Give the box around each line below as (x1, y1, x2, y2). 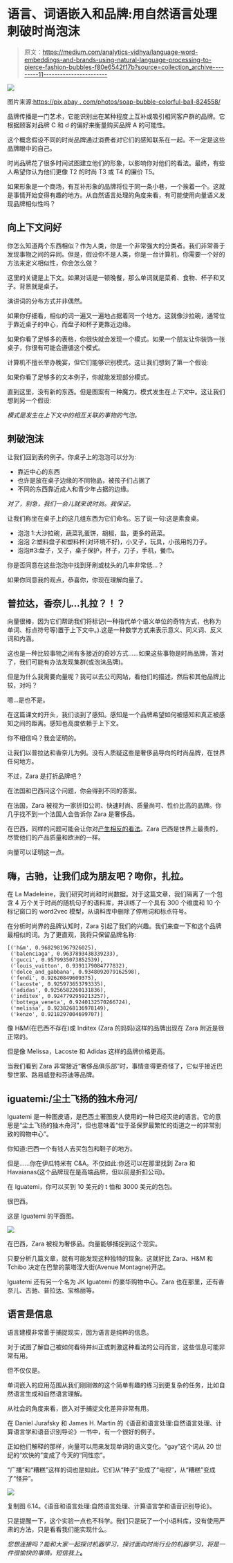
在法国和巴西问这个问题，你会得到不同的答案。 (7, 786, 140, 795)
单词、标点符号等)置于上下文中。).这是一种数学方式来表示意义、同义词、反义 (7, 626, 223, 634)
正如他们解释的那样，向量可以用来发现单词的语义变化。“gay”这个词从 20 (7, 1442, 214, 1450)
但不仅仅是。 (7, 1366, 44, 1374)
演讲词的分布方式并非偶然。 (7, 297, 86, 305)
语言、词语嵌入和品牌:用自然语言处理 (7, 6, 218, 22)
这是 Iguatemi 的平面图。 (7, 1212, 78, 1220)
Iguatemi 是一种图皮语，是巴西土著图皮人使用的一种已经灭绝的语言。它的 (7, 1113, 216, 1120)
